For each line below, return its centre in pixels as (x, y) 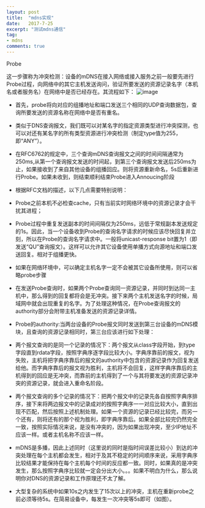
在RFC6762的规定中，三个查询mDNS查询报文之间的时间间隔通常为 (99, 153)
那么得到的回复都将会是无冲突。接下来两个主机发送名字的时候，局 (114, 296)
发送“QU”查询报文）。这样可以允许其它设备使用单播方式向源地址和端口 (103, 247)
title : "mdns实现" (30, 18)
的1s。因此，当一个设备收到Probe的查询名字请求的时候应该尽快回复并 (103, 231)
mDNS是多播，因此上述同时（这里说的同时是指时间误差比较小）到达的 (104, 447)
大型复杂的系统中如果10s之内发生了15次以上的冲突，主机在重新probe (102, 491)
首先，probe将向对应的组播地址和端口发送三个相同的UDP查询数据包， (103, 104)
